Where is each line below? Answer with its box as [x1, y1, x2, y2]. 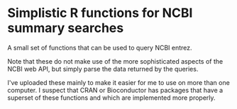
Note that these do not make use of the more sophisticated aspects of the [7, 57, 224, 65]
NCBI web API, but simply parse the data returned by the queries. [7, 64, 199, 73]
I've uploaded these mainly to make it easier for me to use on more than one [7, 78, 231, 86]
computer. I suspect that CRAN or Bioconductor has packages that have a [7, 86, 224, 94]
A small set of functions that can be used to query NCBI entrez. [7, 43, 193, 52]
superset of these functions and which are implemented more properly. [7, 93, 216, 102]
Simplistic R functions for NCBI [7, 5, 193, 21]
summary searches [7, 20, 124, 36]
